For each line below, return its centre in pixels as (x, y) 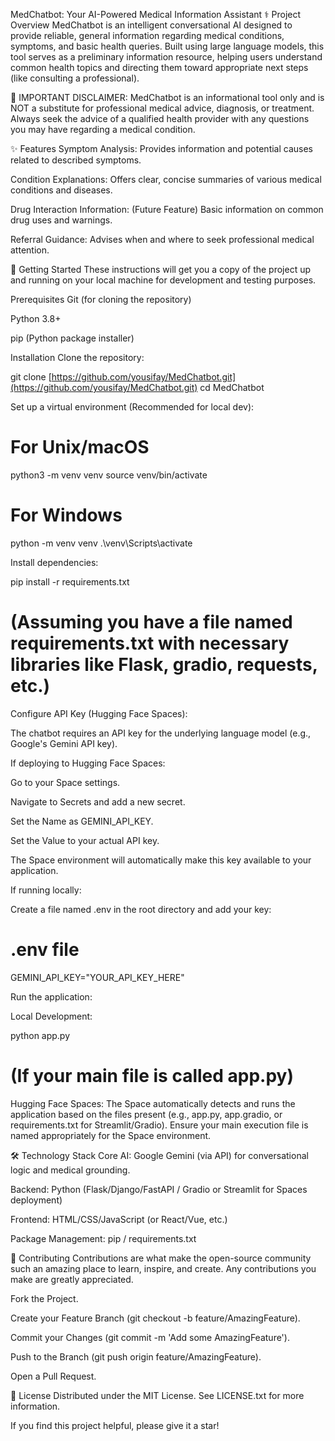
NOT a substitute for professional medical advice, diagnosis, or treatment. (162, 108)
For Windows (66, 515)
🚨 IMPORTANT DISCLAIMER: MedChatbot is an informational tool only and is (167, 97)
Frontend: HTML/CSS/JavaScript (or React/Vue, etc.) (119, 1219)
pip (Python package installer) (72, 338)
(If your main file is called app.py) (152, 1075)
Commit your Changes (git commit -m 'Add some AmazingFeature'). (150, 1337)
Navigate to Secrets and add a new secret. (98, 801)
